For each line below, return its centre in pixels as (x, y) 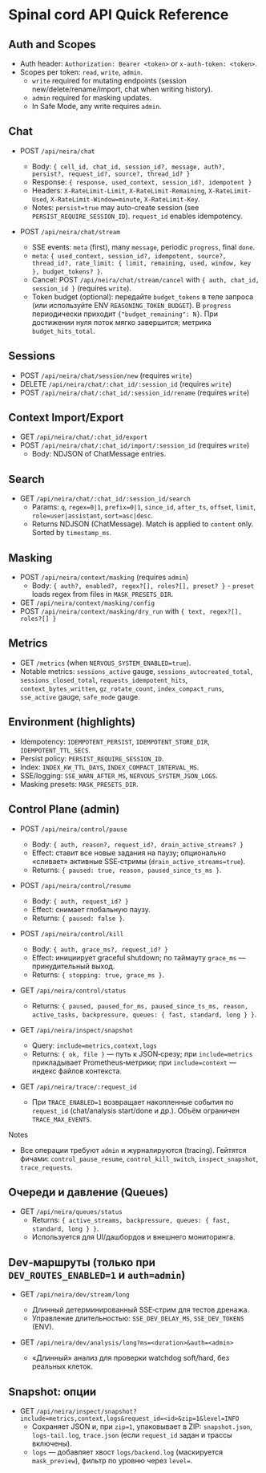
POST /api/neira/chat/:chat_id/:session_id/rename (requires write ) (135, 392)
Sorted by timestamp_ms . (72, 533)
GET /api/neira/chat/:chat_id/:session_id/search (105, 498)
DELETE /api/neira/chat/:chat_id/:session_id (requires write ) (126, 383)
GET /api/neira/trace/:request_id (79, 1086)
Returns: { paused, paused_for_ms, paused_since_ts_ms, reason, (140, 1005)
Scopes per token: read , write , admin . (81, 72)
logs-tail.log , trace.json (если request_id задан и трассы (132, 1434)
